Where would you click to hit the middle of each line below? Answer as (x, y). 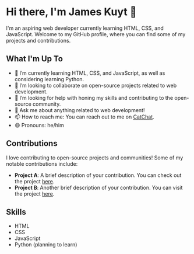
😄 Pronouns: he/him (39, 125)
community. (47, 104)
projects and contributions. (38, 40)
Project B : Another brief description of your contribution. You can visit (98, 187)
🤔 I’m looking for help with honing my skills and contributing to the (94, 98)
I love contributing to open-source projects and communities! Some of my (95, 158)
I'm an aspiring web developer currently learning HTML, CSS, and (85, 28)
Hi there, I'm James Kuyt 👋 (71, 12)
